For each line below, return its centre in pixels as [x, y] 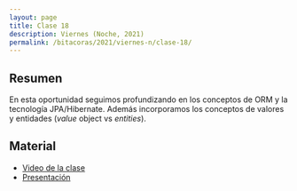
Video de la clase [54, 167]
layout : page [33, 17]
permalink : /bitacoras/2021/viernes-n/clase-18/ [101, 42]
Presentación [46, 177]
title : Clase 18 [39, 26]
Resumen [36, 78]
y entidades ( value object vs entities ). [78, 119]
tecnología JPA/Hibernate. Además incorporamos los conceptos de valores [147, 109]
